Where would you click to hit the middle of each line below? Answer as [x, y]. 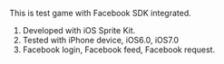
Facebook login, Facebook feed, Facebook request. [119, 50]
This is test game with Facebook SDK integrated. [101, 13]
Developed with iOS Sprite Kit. [79, 30]
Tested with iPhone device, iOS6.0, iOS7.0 [101, 40]
